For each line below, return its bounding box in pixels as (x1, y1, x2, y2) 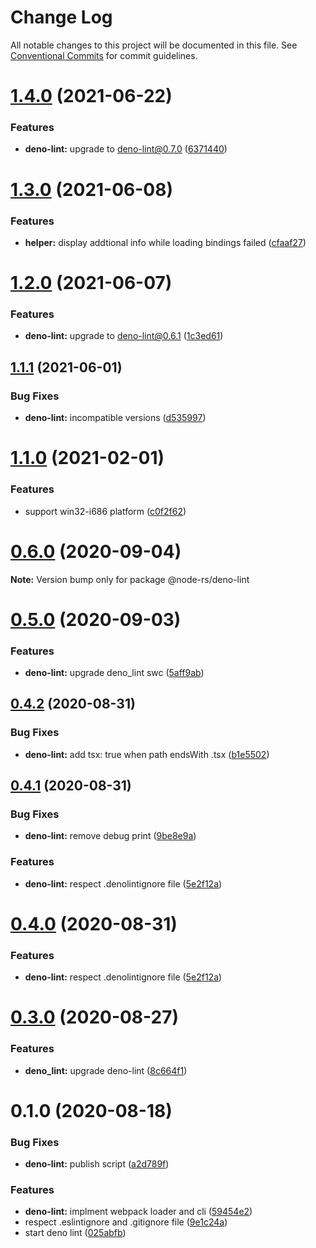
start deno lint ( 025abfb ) (24, 1227, 127, 1239)
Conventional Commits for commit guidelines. (10, 49, 198, 61)
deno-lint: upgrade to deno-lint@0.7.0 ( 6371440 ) (24, 143, 228, 155)
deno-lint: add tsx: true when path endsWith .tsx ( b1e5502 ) (24, 748, 270, 760)
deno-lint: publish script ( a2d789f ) (24, 1158, 170, 1170)
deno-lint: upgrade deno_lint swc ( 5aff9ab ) (24, 666, 205, 678)
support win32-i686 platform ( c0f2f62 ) (24, 505, 187, 517)
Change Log (10, 6, 113, 29)
